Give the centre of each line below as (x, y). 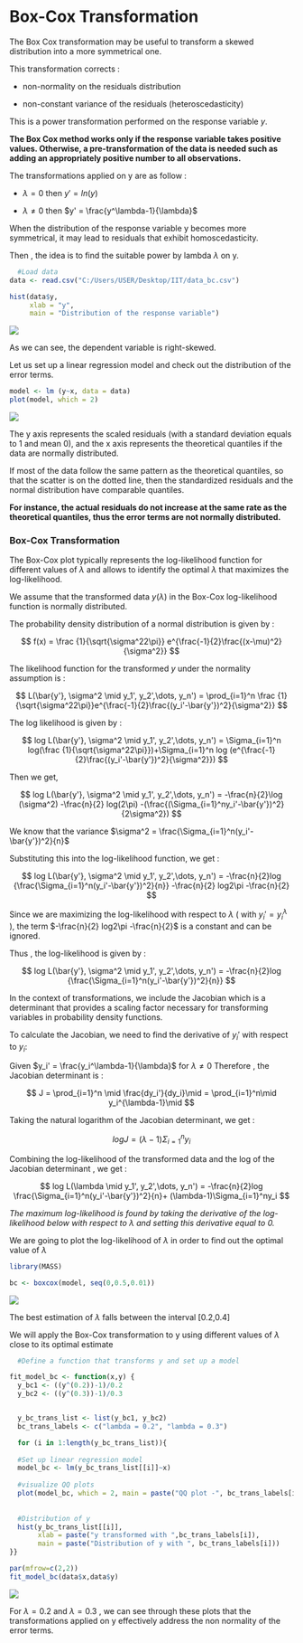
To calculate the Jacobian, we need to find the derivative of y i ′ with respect (149, 1035)
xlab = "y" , (52, 305)
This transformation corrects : (64, 69)
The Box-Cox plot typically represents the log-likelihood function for (136, 560)
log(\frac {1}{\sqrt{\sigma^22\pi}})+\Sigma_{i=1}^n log (128, 750)
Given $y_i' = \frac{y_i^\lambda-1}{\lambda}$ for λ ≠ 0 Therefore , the (139, 1066)
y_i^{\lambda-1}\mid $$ (151, 1103)
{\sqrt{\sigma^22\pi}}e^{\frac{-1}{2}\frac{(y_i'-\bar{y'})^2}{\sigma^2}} (145, 705)
